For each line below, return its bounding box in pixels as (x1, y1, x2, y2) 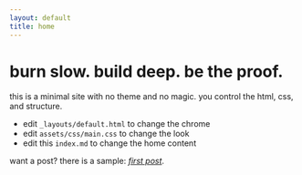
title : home (9, 22, 55, 31)
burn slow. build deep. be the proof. (9, 61, 284, 82)
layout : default (9, 13, 71, 23)
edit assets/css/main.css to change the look (22, 129, 190, 139)
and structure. (9, 101, 63, 112)
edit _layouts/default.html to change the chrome (22, 118, 211, 129)
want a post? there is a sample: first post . (9, 156, 165, 167)
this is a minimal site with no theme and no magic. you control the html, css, (9, 91, 294, 102)
